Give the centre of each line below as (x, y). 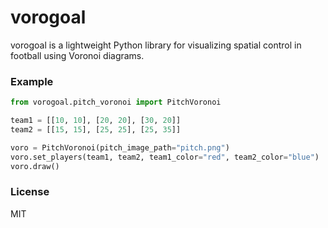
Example (32, 81)
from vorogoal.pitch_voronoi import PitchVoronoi (116, 102)
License (30, 192)
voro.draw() (35, 166)
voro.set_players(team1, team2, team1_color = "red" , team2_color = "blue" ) (165, 157)
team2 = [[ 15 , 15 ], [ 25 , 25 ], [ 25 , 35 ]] (96, 129)
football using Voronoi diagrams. (77, 55)
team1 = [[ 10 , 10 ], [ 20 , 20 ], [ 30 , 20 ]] (96, 121)
